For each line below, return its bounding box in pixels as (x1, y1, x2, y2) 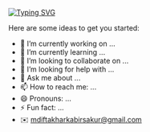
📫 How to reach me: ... (19, 82, 97, 92)
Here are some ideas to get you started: (8, 23, 140, 32)
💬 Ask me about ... (19, 73, 81, 82)
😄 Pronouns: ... (19, 93, 72, 103)
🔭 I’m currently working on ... (19, 39, 116, 48)
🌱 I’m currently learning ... (19, 47, 106, 56)
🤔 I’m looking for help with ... (19, 64, 115, 74)
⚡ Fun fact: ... (19, 103, 64, 112)
